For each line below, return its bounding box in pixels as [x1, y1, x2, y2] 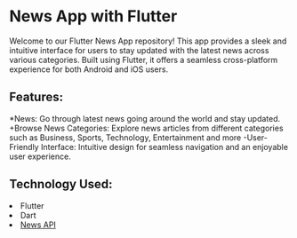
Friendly [9, 141, 39, 152]
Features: [9, 90, 64, 105]
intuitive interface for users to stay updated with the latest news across [9, 44, 269, 55]
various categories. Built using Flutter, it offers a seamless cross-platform [9, 54, 278, 65]
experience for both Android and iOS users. [9, 64, 169, 75]
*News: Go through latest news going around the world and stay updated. [9, 113, 281, 123]
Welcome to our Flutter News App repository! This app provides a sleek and [9, 36, 287, 46]
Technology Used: [9, 177, 113, 192]
